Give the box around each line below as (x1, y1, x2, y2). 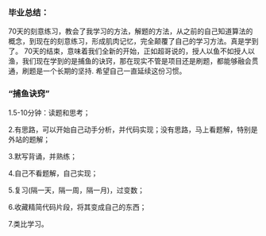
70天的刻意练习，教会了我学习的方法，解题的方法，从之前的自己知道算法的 (8, 26, 253, 37)
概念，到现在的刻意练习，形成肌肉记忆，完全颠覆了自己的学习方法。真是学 (8, 37, 252, 46)
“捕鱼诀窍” (8, 88, 50, 99)
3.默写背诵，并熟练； (8, 151, 78, 161)
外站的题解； (8, 134, 50, 144)
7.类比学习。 (8, 219, 49, 228)
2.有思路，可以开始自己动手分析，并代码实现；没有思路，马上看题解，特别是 (8, 125, 258, 134)
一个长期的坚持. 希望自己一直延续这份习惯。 (42, 66, 187, 76)
